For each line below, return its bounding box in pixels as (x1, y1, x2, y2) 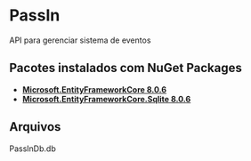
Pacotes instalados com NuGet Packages (9, 60, 242, 76)
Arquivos (9, 119, 61, 134)
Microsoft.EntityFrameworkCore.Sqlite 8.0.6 (21, 93, 191, 104)
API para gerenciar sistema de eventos (9, 35, 151, 45)
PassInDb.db (9, 143, 56, 154)
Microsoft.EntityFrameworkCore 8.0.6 (21, 84, 167, 94)
